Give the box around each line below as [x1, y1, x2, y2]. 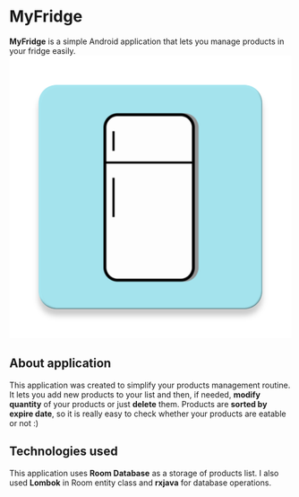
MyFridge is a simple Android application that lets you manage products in [9, 36, 285, 47]
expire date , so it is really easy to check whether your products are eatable [9, 408, 286, 419]
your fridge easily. [9, 45, 76, 56]
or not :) [9, 417, 38, 428]
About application [9, 356, 112, 371]
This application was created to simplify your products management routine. [9, 379, 291, 390]
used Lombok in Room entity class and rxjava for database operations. [9, 477, 271, 488]
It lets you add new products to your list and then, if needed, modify [9, 388, 261, 400]
